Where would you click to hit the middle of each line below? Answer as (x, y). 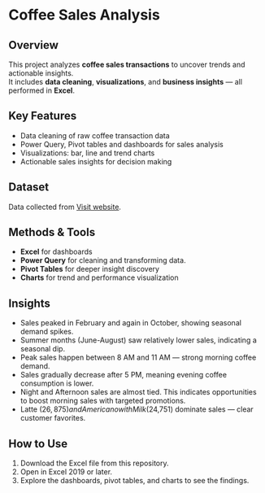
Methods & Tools (52, 232)
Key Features (43, 116)
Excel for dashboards (56, 252)
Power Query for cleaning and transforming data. (103, 260)
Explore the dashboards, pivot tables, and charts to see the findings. (135, 481)
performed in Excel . (42, 90)
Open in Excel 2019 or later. (66, 472)
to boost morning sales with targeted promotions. (103, 401)
